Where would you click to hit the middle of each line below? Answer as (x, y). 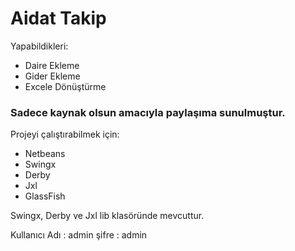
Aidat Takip (58, 18)
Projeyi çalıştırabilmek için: (65, 134)
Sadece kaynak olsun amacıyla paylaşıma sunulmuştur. (148, 112)
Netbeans (45, 154)
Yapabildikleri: (39, 46)
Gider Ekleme (52, 76)
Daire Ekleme (52, 65)
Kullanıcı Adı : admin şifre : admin (79, 235)
